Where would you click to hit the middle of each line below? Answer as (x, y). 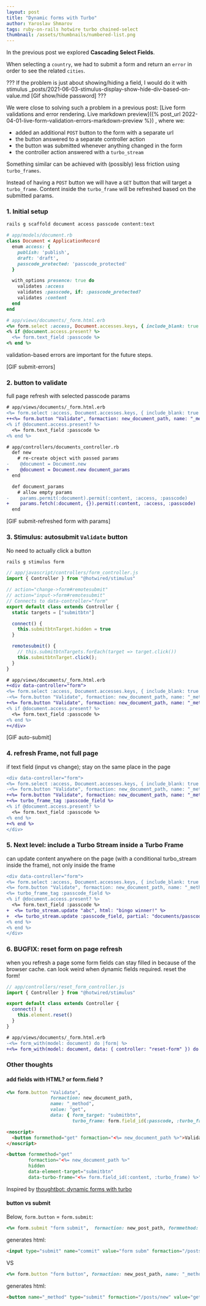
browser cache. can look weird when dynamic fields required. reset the (96, 969)
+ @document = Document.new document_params (68, 470)
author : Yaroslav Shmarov (39, 23)
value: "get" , (68, 1109)
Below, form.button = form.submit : (50, 1216)
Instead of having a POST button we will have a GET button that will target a (99, 182)
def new (22, 453)
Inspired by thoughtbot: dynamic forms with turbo (69, 1189)
